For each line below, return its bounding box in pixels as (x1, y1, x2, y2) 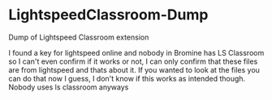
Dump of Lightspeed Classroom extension (8, 32, 149, 42)
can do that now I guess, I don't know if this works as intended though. (8, 73, 246, 83)
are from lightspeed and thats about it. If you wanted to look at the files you (8, 65, 260, 74)
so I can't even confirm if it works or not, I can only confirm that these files (8, 56, 258, 66)
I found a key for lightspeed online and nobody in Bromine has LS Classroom (8, 48, 265, 57)
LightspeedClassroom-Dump (8, 6, 209, 24)
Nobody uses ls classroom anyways (8, 82, 129, 92)
